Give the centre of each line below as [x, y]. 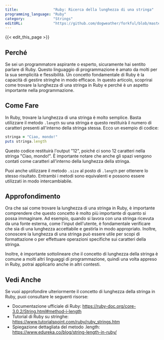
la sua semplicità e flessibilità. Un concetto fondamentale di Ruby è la [75, 75]
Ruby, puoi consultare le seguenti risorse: [47, 297]
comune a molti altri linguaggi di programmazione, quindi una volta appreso [81, 259]
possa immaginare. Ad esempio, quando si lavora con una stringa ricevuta [80, 219]
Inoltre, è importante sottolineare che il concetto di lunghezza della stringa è [82, 254]
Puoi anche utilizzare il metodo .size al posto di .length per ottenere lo [77, 170]
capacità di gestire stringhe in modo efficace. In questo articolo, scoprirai [79, 80]
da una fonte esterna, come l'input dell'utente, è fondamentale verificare [78, 224]
